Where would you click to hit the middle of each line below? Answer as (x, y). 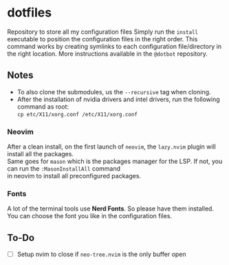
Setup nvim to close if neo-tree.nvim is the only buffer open (102, 254)
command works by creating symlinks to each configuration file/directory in (115, 46)
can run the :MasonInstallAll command (64, 169)
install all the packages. (41, 154)
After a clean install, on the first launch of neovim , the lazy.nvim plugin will (112, 147)
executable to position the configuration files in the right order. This (102, 39)
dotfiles (30, 13)
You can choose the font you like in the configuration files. (90, 216)
